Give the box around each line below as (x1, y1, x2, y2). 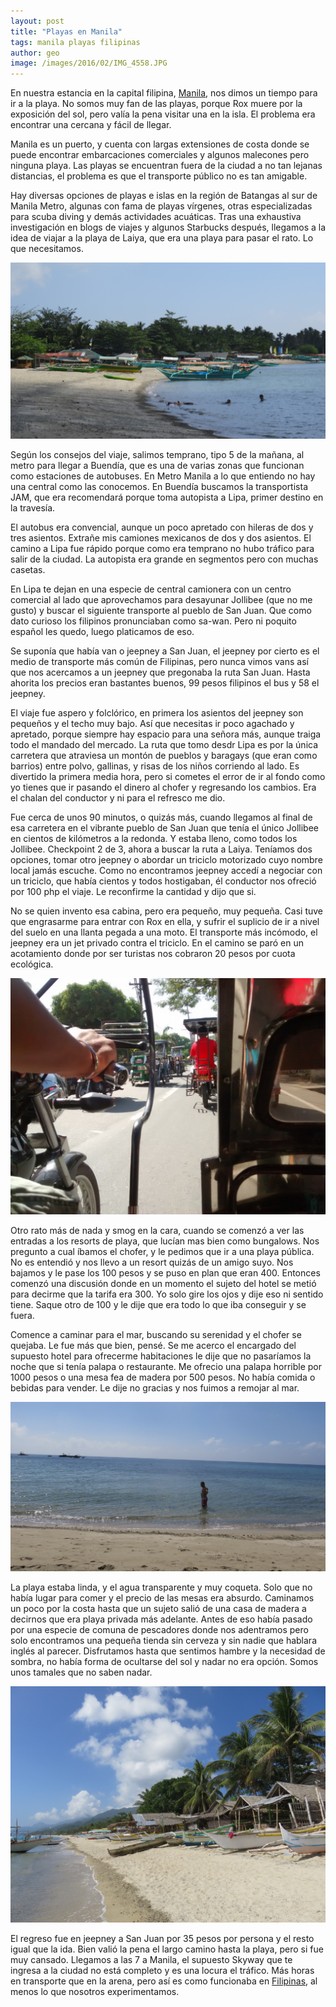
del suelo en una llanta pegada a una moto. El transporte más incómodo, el (10, 926, 318, 939)
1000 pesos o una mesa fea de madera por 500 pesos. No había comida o (10, 1371, 316, 1384)
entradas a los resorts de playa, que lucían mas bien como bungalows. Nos (10, 1235, 320, 1247)
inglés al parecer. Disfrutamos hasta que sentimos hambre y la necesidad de (10, 1645, 326, 1657)
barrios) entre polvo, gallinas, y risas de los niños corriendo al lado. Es (10, 760, 300, 772)
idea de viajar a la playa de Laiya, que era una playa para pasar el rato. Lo (10, 232, 314, 244)
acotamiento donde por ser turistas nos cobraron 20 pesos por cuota (10, 948, 296, 960)
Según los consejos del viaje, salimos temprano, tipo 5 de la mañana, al (10, 449, 305, 461)
